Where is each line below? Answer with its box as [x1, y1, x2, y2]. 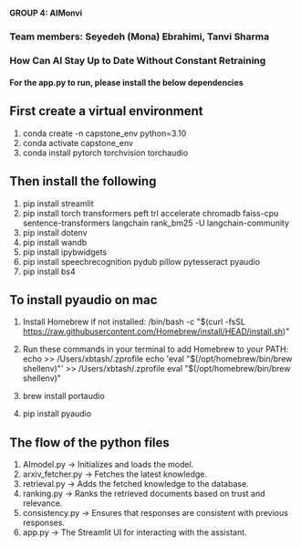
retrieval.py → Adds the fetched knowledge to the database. [22, 479, 249, 489]
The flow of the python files [9, 435, 171, 450]
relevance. [22, 498, 63, 509]
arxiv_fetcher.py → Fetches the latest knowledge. [22, 468, 208, 479]
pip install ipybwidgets [22, 247, 108, 258]
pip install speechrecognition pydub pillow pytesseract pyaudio [22, 256, 261, 267]
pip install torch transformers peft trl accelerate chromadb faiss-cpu [22, 207, 279, 218]
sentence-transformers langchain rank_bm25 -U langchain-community [22, 217, 290, 228]
